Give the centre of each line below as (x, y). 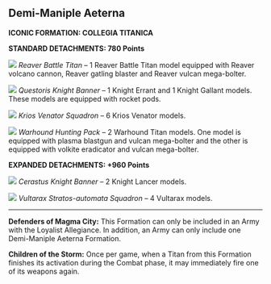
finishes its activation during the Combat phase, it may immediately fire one (134, 262)
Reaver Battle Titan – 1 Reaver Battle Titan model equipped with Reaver (136, 65)
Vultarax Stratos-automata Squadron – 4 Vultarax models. (115, 198)
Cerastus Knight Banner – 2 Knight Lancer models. (102, 182)
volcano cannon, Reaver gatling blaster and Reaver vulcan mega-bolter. (127, 73)
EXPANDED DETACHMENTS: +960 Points (79, 165)
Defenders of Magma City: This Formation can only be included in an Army (134, 221)
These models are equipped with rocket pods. (85, 98)
